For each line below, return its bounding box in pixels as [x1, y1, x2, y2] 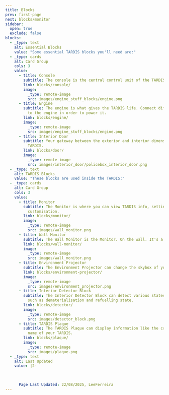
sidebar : [5, 21, 24, 27]
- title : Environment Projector [18, 260, 87, 266]
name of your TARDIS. [27, 331, 73, 336]
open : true [10, 26, 33, 31]
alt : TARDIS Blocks [14, 171, 55, 176]
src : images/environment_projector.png [27, 284, 112, 289]
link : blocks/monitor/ [23, 214, 71, 219]
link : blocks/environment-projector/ [23, 270, 102, 275]
